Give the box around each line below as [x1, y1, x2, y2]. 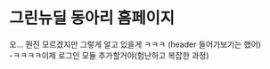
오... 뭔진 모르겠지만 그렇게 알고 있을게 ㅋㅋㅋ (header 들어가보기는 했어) [9, 39, 261, 50]
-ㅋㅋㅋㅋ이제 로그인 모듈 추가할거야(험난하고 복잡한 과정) [9, 50, 209, 60]
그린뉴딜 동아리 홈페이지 [9, 8, 176, 28]
